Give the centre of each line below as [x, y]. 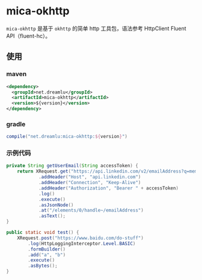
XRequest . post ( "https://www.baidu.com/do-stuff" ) [81, 238]
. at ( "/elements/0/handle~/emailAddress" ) [91, 210]
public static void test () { [43, 233]
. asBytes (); [43, 266]
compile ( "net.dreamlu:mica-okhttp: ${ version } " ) [67, 137]
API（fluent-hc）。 [29, 36]
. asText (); [52, 216]
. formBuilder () [47, 249]
